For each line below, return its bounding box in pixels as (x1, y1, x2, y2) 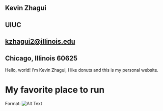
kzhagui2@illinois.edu (5, 37, 76, 46)
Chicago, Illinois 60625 (5, 54, 78, 62)
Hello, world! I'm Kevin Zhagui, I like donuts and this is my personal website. (5, 67, 159, 73)
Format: (5, 100, 21, 106)
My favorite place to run (5, 84, 105, 95)
